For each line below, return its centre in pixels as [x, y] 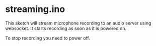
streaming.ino [35, 9]
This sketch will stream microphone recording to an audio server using [78, 23]
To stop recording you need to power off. [48, 38]
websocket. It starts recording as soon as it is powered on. [66, 28]
